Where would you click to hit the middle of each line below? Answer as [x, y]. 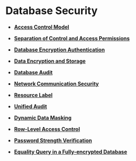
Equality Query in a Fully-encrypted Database [70, 152]
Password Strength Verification [53, 140]
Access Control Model [41, 27]
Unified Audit [30, 106]
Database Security [52, 11]
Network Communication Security [56, 84]
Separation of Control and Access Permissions [72, 38]
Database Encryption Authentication [59, 49]
